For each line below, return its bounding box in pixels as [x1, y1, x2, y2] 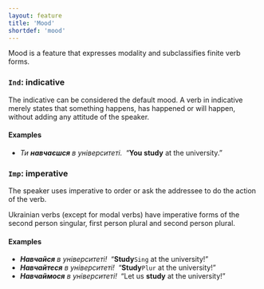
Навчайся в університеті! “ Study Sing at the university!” [19, 255, 209, 264]
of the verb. [8, 195, 47, 204]
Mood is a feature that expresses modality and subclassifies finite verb [8, 49, 241, 58]
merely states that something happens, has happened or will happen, [8, 103, 236, 113]
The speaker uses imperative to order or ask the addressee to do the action [8, 186, 257, 196]
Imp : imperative [8, 168, 69, 179]
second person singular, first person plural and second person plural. [8, 219, 235, 228]
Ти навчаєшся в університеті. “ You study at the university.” [19, 148, 223, 157]
